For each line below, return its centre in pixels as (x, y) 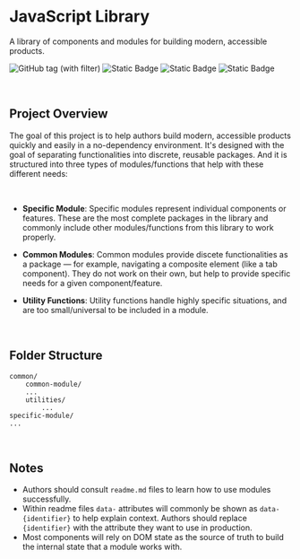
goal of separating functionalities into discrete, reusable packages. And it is (149, 154)
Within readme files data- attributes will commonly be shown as (140, 509)
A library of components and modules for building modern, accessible (138, 41)
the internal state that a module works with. (102, 547)
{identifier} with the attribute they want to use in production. (137, 528)
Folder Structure (56, 356)
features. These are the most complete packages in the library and (145, 218)
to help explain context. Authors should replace (160, 519)
